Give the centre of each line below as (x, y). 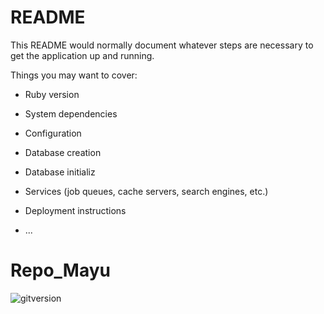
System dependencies (71, 113)
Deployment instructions (75, 210)
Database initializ (60, 172)
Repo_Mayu (60, 270)
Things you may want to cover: (74, 75)
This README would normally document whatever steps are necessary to (162, 45)
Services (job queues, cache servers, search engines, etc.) (146, 191)
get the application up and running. (82, 55)
